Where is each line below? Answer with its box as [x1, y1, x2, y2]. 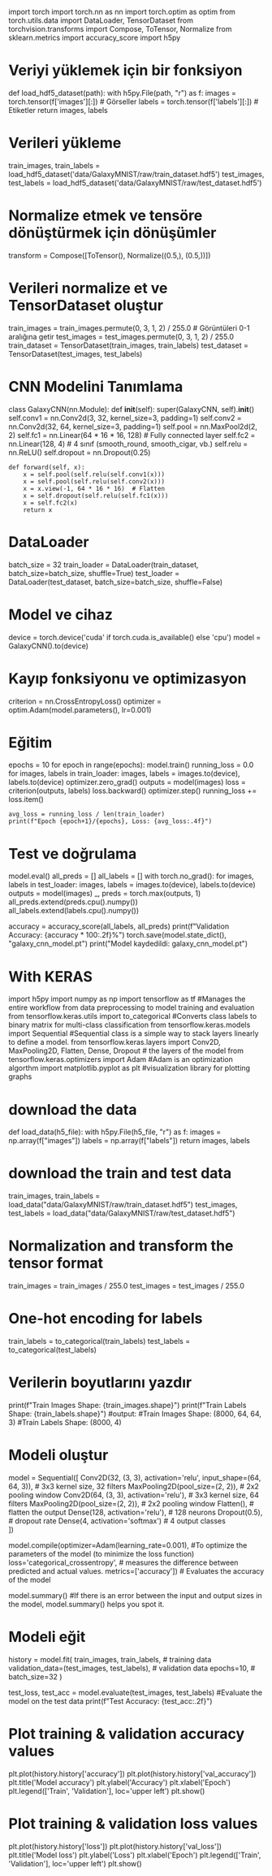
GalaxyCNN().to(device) [8, 641, 89, 651]
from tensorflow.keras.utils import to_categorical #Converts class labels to [8, 1012, 257, 1021]
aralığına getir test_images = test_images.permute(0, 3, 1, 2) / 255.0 [8, 331, 234, 341]
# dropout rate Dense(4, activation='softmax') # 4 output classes [8, 1515, 226, 1526]
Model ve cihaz [8, 605, 114, 624]
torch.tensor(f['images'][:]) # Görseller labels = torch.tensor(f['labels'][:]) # [8, 97, 259, 106]
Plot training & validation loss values [8, 1815, 258, 1833]
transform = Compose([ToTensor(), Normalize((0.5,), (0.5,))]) [8, 250, 211, 260]
